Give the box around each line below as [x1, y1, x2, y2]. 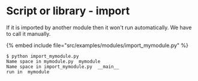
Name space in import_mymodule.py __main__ [6, 64, 119, 70]
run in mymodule [6, 68, 50, 75]
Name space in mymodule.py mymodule [6, 58, 101, 64]
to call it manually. [6, 30, 51, 37]
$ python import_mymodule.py [6, 53, 79, 59]
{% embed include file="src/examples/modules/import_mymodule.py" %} [6, 42, 189, 49]
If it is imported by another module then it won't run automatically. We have [6, 24, 192, 31]
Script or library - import [6, 4, 130, 18]
